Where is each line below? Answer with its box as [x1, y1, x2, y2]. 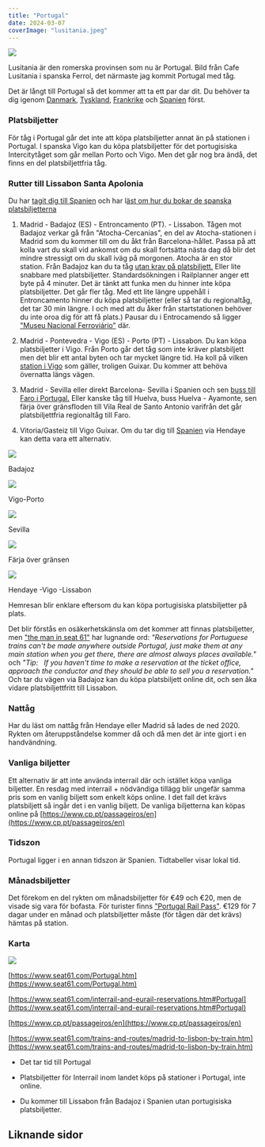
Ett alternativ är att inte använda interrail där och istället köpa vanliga [8, 775, 232, 785]
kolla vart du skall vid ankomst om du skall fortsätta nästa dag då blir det [19, 245, 256, 254]
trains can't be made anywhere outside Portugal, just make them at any [8, 641, 243, 650]
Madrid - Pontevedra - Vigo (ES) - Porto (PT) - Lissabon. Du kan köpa [19, 336, 247, 345]
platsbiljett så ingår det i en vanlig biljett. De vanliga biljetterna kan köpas [8, 801, 245, 810]
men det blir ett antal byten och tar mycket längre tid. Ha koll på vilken [19, 352, 248, 362]
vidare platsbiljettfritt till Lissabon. [8, 683, 119, 692]
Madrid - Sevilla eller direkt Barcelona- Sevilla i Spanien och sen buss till [19, 385, 256, 394]
